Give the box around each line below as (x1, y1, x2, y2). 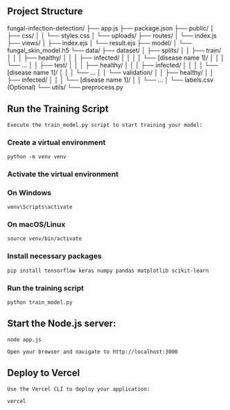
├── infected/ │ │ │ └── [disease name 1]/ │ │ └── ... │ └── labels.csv (7, 76, 213, 84)
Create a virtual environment (7, 137, 106, 147)
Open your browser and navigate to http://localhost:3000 (7, 348, 178, 355)
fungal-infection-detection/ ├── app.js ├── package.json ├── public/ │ (7, 24, 215, 32)
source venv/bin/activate (7, 235, 82, 242)
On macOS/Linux (7, 220, 66, 230)
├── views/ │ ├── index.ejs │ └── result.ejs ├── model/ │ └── (7, 38, 192, 47)
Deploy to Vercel (7, 367, 80, 379)
